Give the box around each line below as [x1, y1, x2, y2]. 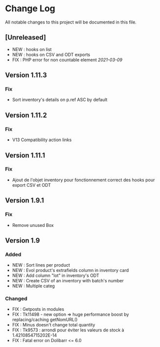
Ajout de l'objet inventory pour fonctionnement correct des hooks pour [12, 177, 155, 183]
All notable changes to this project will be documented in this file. [5, 19, 137, 25]
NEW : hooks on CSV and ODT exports [12, 51, 91, 57]
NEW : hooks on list [12, 46, 52, 52]
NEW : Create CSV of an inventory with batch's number [12, 278, 124, 284]
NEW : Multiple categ [12, 283, 55, 289]
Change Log [5, 3, 55, 14]
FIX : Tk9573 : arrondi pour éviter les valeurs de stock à [12, 327, 124, 333]
